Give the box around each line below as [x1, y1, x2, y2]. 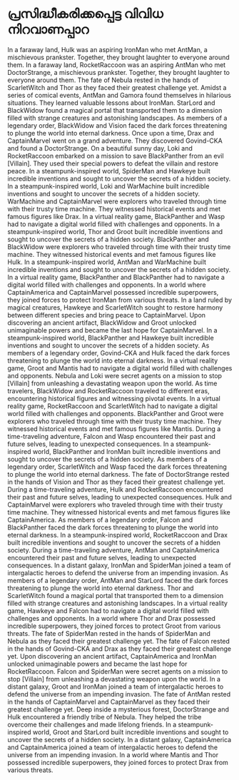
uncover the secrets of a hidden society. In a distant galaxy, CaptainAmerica [7, 735, 232, 744]
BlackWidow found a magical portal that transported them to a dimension [7, 106, 223, 114]
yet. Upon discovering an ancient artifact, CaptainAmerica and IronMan [7, 652, 217, 660]
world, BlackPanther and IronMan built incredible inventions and [32, 447, 221, 455]
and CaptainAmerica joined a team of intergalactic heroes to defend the [7, 743, 218, 751]
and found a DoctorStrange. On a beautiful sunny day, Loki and [7, 143, 193, 152]
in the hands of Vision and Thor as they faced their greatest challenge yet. [7, 477, 225, 486]
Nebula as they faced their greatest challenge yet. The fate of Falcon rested [7, 637, 230, 645]
